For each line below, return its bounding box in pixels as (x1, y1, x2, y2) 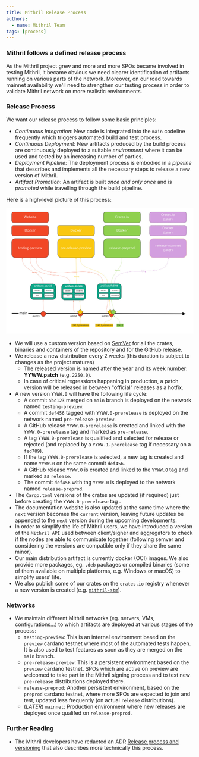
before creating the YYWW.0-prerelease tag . (14, 498, 121, 505)
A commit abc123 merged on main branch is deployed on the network (23, 396, 192, 403)
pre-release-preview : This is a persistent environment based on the (23, 659, 189, 666)
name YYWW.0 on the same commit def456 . (23, 459, 125, 467)
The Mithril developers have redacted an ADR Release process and (14, 738, 179, 745)
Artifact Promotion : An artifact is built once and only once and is (14, 178, 172, 185)
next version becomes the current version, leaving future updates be (14, 510, 184, 517)
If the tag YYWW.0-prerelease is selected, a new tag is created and (23, 453, 184, 461)
